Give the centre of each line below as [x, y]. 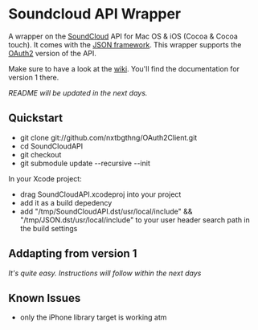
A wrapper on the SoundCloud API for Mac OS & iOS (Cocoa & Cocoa [123, 36]
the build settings [49, 228]
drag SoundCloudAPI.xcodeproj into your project [100, 194]
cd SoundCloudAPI [51, 146]
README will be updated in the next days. [78, 92]
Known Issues [45, 298]
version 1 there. [34, 77]
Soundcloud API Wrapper [95, 14]
